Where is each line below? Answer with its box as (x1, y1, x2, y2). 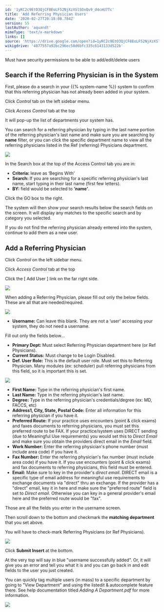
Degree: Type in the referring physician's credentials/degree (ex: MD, (12, 397, 152, 403)
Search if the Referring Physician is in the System (5, 71, 159, 79)
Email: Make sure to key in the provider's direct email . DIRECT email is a (12, 470, 158, 475)
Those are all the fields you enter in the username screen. (5, 505, 121, 511)
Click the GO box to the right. (5, 196, 63, 201)
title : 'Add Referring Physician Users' (5, 12, 89, 17)
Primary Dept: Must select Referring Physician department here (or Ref (12, 342, 156, 348)
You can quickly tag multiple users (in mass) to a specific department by (5, 577, 151, 583)
